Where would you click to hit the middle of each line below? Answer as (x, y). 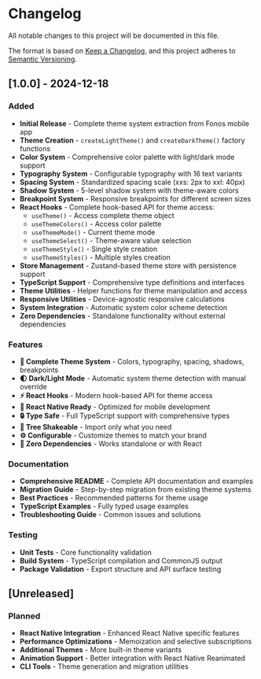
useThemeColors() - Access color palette (96, 223)
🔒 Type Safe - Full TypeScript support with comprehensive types (125, 415)
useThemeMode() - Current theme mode (93, 232)
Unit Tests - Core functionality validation (85, 552)
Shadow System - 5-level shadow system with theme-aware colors (129, 190)
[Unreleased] (41, 594)
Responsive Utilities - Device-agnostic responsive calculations (122, 299)
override (33, 386)
